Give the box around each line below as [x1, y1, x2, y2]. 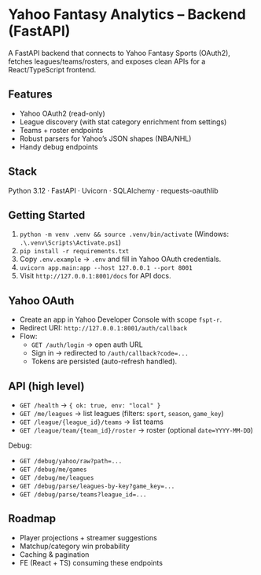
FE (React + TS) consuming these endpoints [19, 558, 164, 567]
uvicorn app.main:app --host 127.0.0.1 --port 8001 [19, 264, 193, 272]
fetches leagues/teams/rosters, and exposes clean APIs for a [8, 57, 206, 66]
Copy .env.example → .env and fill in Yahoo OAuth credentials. [19, 254, 222, 264]
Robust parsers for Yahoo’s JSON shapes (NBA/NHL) [19, 134, 192, 143]
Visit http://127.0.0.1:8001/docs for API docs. [19, 271, 171, 281]
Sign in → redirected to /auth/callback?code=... [31, 348, 189, 358]
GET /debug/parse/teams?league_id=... [19, 491, 147, 499]
